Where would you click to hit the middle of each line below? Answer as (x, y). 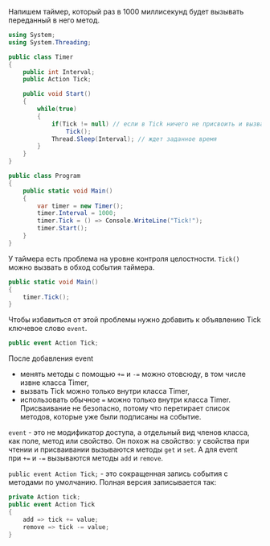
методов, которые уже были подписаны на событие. (110, 417)
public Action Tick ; (57, 80)
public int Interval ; (59, 72)
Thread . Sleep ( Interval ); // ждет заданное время (134, 139)
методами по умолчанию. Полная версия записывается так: (112, 482)
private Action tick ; (45, 497)
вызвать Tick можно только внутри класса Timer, (105, 391)
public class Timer (41, 57)
